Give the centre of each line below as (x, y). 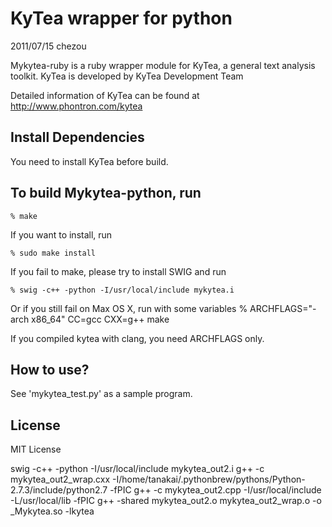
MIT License (36, 449)
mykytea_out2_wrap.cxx (60, 479)
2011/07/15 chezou (48, 46)
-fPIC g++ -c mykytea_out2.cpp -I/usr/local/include (215, 490)
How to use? (50, 369)
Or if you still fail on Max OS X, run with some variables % (129, 308)
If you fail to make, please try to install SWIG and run (118, 271)
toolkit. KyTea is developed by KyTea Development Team (127, 76)
